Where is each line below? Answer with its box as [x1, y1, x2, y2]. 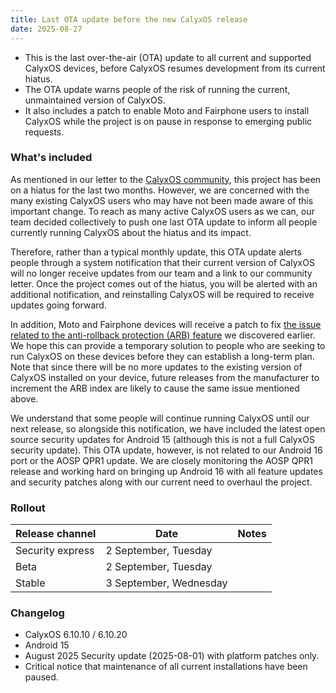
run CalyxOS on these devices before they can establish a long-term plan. [10, 350, 315, 362]
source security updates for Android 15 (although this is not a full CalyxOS [10, 433, 315, 445]
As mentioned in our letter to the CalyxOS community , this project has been [10, 173, 322, 185]
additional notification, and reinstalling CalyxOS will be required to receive [10, 288, 315, 300]
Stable [15, 576, 46, 590]
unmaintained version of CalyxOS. [24, 94, 166, 106]
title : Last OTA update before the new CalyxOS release [10, 14, 248, 25]
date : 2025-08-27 [10, 24, 83, 34]
